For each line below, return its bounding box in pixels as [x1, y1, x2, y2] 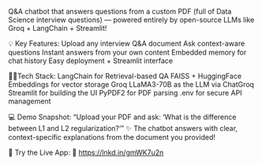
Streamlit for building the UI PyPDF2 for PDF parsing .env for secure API [8, 88, 242, 97]
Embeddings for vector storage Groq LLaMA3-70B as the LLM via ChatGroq [8, 80, 255, 89]
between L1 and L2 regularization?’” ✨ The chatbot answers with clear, [8, 124, 238, 133]
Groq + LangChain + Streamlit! [8, 24, 107, 32]
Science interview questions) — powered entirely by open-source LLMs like [8, 15, 255, 24]
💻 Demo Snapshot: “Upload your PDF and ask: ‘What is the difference [8, 112, 237, 122]
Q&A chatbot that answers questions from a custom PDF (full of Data [8, 7, 232, 16]
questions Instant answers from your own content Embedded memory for [8, 47, 247, 57]
